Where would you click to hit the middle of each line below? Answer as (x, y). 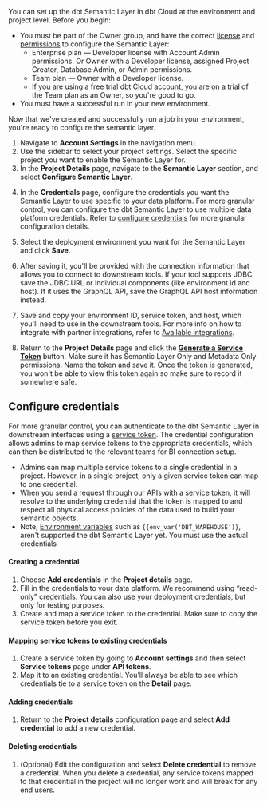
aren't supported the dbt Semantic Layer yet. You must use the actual (134, 535)
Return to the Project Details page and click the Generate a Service (132, 348)
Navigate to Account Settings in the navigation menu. (108, 143)
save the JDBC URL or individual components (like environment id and (135, 283)
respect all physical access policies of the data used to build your (127, 509)
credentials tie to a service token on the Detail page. (106, 683)
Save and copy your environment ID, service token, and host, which (131, 315)
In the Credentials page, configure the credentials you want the (124, 192)
